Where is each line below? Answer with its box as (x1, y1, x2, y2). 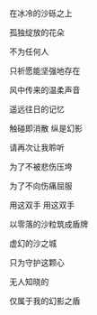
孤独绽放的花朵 (9, 27, 65, 38)
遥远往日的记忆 (9, 104, 65, 115)
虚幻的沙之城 (9, 238, 57, 248)
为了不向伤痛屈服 (9, 181, 73, 191)
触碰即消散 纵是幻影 (9, 123, 83, 134)
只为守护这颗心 (9, 257, 65, 268)
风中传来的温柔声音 (9, 85, 81, 95)
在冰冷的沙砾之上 (9, 8, 73, 18)
